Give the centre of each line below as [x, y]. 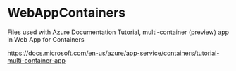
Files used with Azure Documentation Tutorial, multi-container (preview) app [118, 32]
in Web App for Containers [46, 39]
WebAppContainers [66, 13]
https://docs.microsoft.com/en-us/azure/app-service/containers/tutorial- [113, 53]
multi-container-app [36, 60]
